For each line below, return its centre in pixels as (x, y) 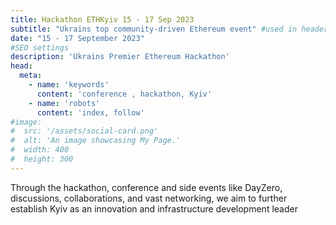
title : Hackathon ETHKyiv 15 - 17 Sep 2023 (102, 19)
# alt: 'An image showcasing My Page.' (96, 141)
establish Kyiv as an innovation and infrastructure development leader (154, 208)
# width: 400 (40, 150)
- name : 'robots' (64, 103)
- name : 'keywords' (69, 85)
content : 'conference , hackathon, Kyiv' (124, 94)
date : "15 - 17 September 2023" (77, 38)
